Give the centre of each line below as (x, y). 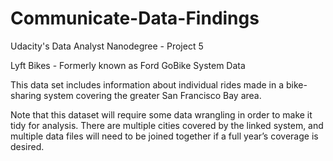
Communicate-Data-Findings (135, 18)
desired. (27, 146)
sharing (26, 95)
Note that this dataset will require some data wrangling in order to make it (161, 114)
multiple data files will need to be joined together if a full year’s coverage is (164, 136)
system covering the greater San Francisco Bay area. (152, 95)
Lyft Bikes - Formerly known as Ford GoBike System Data (128, 65)
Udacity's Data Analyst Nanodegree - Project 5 (107, 46)
